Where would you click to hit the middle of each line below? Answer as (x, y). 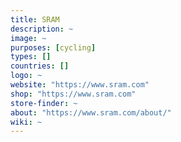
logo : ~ (26, 76)
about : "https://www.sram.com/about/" (91, 112)
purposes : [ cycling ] (53, 47)
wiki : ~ (26, 122)
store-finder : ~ (44, 103)
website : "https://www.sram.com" (80, 85)
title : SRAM (35, 19)
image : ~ (28, 38)
